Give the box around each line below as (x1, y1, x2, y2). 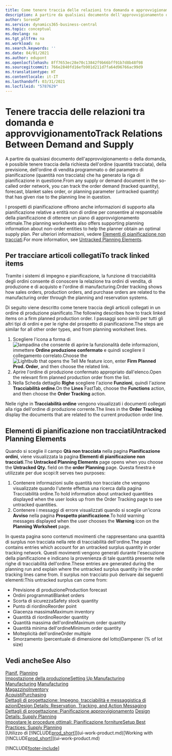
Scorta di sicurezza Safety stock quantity (12, 598, 99, 604)
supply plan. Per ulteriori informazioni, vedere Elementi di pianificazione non (5, 231, 166, 237)
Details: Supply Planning (5, 713, 57, 720)
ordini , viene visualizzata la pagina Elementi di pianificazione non (5, 453, 145, 460)
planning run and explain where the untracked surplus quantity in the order (5, 566, 163, 572)
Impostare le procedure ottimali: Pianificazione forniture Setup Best (5, 719, 146, 725)
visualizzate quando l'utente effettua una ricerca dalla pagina (12, 485, 142, 491)
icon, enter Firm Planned (103, 358, 156, 364)
